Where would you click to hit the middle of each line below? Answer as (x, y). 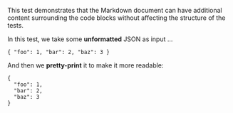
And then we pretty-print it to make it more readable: (86, 65)
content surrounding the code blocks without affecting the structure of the (116, 18)
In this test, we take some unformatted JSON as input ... (90, 39)
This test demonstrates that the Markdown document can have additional (115, 10)
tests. (15, 25)
